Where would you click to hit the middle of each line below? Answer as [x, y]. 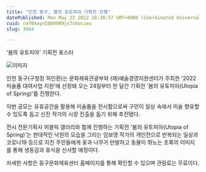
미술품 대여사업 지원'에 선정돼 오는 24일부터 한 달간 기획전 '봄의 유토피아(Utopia [102, 86]
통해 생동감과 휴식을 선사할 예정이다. [56, 150]
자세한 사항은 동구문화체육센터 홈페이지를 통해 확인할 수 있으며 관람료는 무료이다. [103, 163]
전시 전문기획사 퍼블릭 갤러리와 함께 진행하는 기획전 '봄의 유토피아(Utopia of [97, 127]
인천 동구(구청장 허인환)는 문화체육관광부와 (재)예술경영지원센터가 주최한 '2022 [101, 78]
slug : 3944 [20, 29]
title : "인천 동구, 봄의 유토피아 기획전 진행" [59, 12]
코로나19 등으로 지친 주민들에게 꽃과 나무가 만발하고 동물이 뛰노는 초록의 [93, 142]
